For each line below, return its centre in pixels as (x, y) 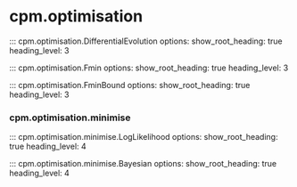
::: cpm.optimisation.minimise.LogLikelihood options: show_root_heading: (144, 137)
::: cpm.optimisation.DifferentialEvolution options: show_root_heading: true (146, 41)
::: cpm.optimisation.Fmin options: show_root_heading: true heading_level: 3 (149, 68)
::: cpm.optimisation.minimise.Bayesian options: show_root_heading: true (143, 164)
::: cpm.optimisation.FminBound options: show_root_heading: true (130, 85)
